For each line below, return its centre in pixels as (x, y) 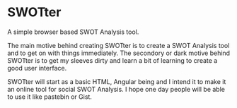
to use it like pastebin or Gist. (50, 97)
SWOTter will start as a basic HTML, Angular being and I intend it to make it (117, 81)
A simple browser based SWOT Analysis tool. (73, 32)
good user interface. (37, 68)
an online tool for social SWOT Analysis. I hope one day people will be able (116, 89)
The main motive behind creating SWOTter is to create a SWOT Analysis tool (118, 45)
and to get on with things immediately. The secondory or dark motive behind (119, 53)
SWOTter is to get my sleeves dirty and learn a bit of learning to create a (112, 60)
